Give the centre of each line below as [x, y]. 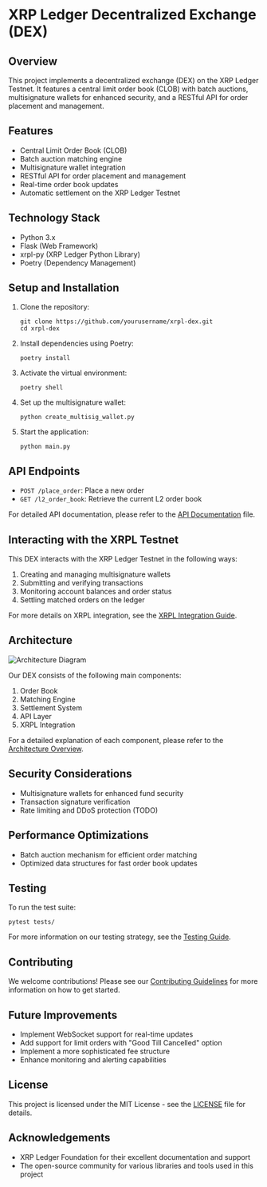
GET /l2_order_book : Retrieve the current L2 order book [111, 499]
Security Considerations [71, 774]
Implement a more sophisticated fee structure [94, 1051]
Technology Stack [54, 218]
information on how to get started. [65, 990]
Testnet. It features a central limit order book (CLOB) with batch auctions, [128, 89]
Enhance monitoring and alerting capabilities [93, 1059]
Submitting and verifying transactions [81, 583]
